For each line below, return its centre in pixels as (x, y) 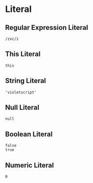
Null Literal (22, 108)
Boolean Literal (29, 134)
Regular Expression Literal (47, 28)
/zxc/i (12, 39)
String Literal (26, 81)
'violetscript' (21, 92)
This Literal (23, 54)
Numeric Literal (30, 165)
